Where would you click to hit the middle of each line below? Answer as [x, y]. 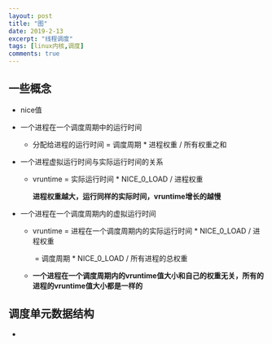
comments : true [34, 54]
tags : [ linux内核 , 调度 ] [46, 46]
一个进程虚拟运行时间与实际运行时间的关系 [92, 161]
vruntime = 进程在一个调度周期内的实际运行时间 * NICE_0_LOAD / [141, 231]
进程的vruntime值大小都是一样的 [88, 285]
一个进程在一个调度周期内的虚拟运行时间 [88, 213]
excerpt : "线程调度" [41, 39]
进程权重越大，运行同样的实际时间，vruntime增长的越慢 [127, 196]
